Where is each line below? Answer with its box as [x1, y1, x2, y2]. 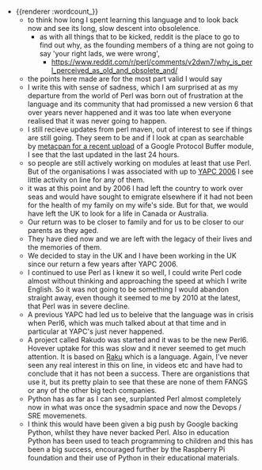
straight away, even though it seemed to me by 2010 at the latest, [27, 293, 241, 302]
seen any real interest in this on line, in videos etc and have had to [27, 361, 243, 369]
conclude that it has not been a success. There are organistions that [27, 369, 250, 378]
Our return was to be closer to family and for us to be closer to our [27, 217, 245, 227]
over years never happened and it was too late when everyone [27, 108, 232, 117]
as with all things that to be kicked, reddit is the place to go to [39, 32, 240, 41]
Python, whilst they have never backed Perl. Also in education [27, 428, 230, 437]
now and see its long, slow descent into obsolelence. [27, 24, 200, 32]
